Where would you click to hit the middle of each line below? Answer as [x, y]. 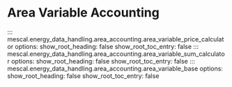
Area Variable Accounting [84, 13]
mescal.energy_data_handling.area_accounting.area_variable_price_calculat [116, 39]
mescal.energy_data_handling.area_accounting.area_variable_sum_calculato [116, 54]
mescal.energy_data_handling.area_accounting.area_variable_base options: [115, 68]
